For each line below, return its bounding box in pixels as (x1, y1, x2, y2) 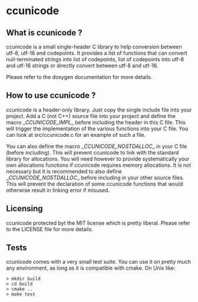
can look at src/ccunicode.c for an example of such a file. (6, 131, 146, 138)
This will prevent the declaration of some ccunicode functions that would (6, 180, 183, 187)
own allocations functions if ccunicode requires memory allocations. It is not (6, 161, 192, 169)
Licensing (6, 203, 43, 214)
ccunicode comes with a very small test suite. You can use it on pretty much (6, 258, 192, 265)
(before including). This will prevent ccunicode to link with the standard (6, 149, 179, 156)
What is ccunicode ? (6, 28, 82, 38)
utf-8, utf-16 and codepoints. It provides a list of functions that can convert (6, 50, 187, 57)
